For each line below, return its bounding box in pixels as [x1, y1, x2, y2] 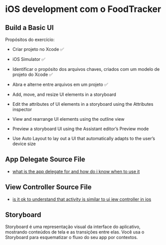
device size [12, 141, 36, 147]
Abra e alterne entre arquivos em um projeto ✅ [12, 81, 108, 87]
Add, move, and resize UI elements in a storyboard [12, 91, 116, 97]
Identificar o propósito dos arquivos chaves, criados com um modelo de [12, 66, 160, 72]
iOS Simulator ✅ [12, 56, 46, 62]
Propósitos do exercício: [5, 36, 55, 42]
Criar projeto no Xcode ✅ [12, 46, 64, 52]
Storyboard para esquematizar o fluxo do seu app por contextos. [5, 235, 138, 241]
